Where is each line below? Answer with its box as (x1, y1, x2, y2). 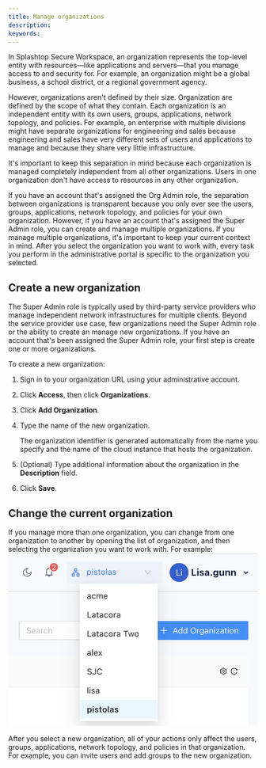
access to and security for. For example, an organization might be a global (8, 69, 250, 78)
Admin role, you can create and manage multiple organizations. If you (8, 224, 235, 234)
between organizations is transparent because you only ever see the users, (8, 199, 254, 209)
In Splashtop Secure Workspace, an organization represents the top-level (8, 52, 248, 62)
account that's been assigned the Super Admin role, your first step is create (8, 336, 256, 345)
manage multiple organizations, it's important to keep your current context (8, 233, 251, 242)
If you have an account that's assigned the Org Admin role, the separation (8, 191, 249, 200)
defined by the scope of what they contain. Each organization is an (8, 101, 226, 111)
